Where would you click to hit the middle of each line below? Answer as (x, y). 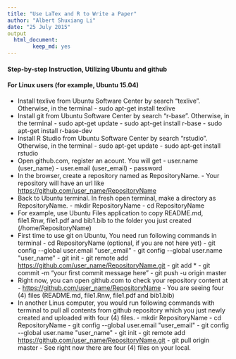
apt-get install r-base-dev (55, 130)
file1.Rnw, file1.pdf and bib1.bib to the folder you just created (104, 220)
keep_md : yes (52, 46)
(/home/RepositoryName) (54, 228)
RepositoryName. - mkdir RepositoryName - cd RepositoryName (111, 206)
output (17, 33)
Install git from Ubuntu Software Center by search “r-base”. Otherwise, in (123, 115)
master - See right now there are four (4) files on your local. (104, 347)
